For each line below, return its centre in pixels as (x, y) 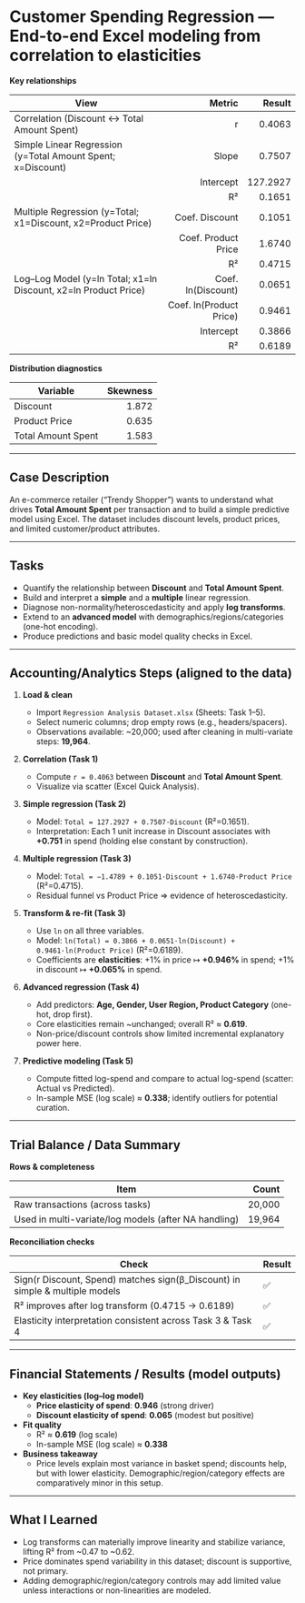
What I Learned (54, 1520)
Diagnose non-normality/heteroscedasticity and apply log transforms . (154, 607)
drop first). (73, 1014)
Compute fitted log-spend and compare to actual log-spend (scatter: (165, 1079)
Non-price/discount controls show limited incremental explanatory (160, 1033)
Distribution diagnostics (56, 368)
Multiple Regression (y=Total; (76, 211)
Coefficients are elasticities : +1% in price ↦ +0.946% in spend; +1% (165, 960)
